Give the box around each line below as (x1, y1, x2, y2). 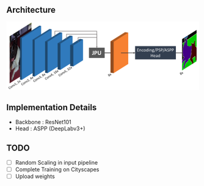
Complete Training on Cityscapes (15, 166, 100, 173)
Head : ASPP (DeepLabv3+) (15, 125, 86, 132)
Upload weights (15, 173, 55, 180)
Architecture (6, 5, 56, 15)
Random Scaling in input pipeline (15, 159, 98, 166)
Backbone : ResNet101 (15, 119, 71, 126)
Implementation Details (6, 102, 97, 113)
